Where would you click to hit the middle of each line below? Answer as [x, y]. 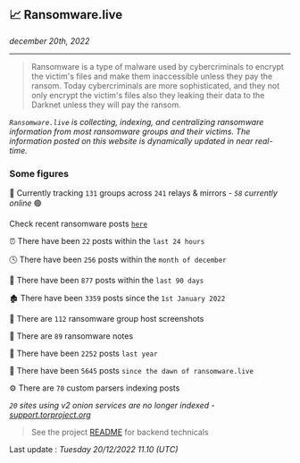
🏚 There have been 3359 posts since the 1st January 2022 [117, 299]
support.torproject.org [50, 415]
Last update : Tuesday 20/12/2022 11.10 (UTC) [94, 450]
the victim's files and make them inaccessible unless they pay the [152, 76]
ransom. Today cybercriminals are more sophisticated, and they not [155, 85]
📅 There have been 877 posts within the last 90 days [107, 281]
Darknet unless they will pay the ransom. [106, 105]
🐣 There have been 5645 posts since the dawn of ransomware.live [132, 371]
